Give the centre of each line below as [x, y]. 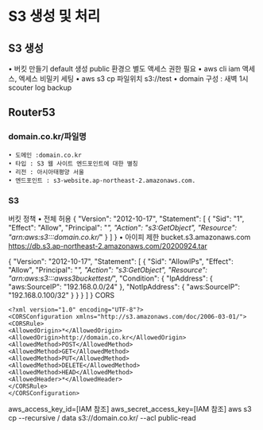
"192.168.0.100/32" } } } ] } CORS [62, 295]
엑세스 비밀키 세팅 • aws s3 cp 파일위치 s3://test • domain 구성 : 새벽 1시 [133, 79]
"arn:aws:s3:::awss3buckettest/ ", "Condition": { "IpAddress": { [110, 278]
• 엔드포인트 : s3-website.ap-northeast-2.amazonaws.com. [102, 180]
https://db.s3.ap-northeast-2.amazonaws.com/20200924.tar [108, 246]
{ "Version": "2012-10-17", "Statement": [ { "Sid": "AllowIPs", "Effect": [121, 261]
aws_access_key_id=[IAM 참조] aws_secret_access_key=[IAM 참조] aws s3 [130, 409]
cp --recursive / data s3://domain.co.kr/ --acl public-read [102, 417]
